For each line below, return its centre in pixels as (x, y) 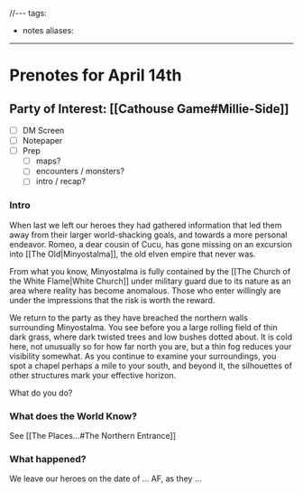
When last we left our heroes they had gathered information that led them (146, 225)
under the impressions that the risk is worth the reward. (112, 300)
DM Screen (43, 130)
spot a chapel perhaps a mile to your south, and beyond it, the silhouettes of (151, 366)
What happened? (48, 459)
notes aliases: (48, 30)
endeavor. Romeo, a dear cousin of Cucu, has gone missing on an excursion (151, 244)
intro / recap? (61, 181)
